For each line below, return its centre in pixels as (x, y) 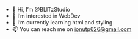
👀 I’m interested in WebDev (46, 16)
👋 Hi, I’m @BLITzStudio (41, 9)
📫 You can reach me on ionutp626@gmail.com (72, 29)
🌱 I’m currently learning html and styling (62, 22)
